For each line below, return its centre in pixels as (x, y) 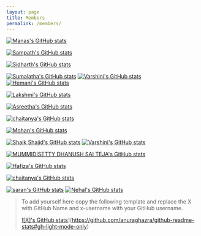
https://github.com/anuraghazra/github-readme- (133, 220)
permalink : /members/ (34, 23)
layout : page (23, 12)
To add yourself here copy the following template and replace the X (106, 202)
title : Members (26, 18)
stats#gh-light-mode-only (54, 227)
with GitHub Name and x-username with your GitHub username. (102, 208)
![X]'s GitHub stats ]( (47, 220)
